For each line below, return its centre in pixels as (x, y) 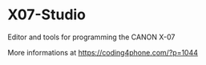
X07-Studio (46, 15)
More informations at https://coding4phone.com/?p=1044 (103, 52)
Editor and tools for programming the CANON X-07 (91, 37)
